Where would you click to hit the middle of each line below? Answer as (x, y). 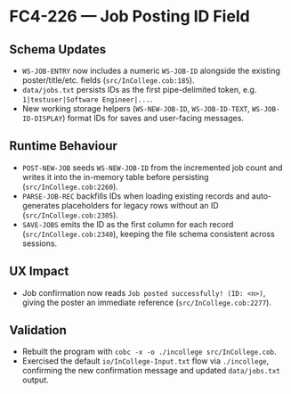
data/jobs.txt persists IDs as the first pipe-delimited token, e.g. (139, 90)
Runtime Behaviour (64, 146)
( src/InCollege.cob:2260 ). (70, 186)
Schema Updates (58, 49)
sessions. (40, 243)
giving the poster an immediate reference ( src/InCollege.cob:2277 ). (146, 302)
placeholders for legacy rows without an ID (141, 205)
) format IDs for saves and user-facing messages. (153, 118)
